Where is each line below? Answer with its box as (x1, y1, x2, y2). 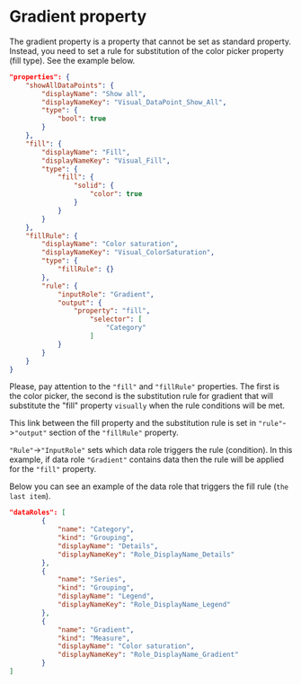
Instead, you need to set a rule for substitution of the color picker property (9, 45, 285, 56)
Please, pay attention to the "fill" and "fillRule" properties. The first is (9, 381, 280, 392)
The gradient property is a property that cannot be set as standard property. (9, 36, 292, 47)
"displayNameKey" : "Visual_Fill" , (41, 155, 171, 165)
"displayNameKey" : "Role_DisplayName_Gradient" (57, 650, 240, 660)
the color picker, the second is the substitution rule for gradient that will (9, 391, 274, 402)
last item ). (9, 491, 51, 502)
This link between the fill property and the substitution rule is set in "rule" (9, 418, 283, 429)
